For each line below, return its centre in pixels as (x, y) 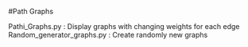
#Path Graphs (31, 11)
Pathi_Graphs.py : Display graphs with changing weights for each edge (124, 26)
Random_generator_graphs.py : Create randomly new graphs (108, 35)
